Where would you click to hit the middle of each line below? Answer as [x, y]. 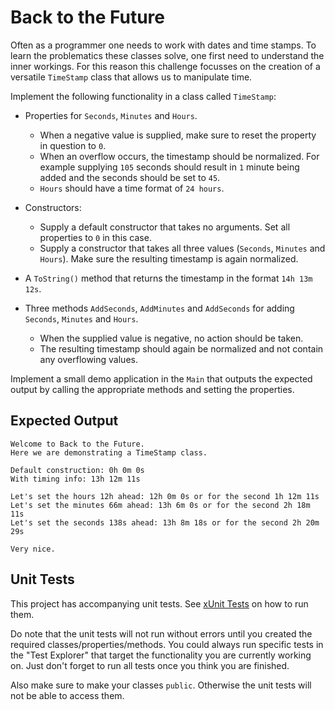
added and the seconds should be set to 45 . [130, 177]
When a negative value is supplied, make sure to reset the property [178, 135]
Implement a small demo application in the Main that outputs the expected [161, 378]
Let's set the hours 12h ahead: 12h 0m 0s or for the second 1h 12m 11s [165, 496]
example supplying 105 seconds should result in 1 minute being [169, 167]
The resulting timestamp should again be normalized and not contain [181, 348]
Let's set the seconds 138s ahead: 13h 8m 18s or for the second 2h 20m [165, 522]
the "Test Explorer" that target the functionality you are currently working [161, 655]
